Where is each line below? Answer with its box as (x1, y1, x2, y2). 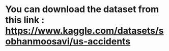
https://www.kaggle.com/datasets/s (5, 25, 164, 36)
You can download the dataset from (5, 4, 159, 15)
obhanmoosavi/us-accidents (5, 36, 131, 47)
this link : (5, 14, 45, 26)
